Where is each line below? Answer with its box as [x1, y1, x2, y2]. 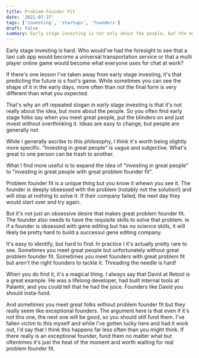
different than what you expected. [6, 90, 89, 97]
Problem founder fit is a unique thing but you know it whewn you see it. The [6, 180, 191, 187]
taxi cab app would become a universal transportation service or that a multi [6, 53, 192, 60]
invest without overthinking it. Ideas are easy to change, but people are [6, 120, 179, 127]
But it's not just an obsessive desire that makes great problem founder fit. [6, 210, 185, 217]
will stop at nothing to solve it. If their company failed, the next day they [6, 192, 181, 199]
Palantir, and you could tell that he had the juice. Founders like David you [6, 283, 184, 291]
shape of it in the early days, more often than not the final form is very [6, 83, 177, 91]
